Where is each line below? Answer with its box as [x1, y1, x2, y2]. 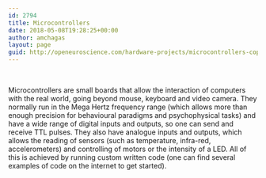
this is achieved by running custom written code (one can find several [8, 153, 236, 162]
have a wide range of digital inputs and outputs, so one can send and [8, 119, 234, 128]
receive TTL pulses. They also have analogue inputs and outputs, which [8, 127, 243, 137]
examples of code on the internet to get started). [8, 161, 167, 170]
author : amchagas [8, 33, 66, 42]
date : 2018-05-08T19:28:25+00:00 [8, 26, 119, 34]
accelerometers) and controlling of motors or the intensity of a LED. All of [8, 144, 247, 153]
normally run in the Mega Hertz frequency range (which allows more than [8, 102, 248, 112]
